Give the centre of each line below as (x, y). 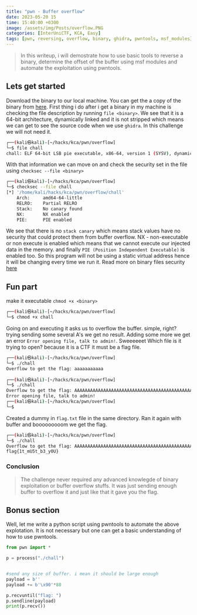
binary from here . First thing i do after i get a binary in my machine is (89, 107)
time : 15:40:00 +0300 (33, 22)
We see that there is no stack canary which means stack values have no (93, 231)
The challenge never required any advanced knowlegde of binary (99, 479)
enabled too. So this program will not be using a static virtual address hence (98, 256)
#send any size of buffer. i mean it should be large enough (82, 574)
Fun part (22, 287)
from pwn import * (28, 548)
